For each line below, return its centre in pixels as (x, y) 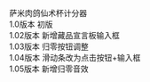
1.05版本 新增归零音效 (49, 69)
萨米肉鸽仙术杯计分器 (48, 13)
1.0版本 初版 (31, 24)
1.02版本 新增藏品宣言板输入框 (64, 35)
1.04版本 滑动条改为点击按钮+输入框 (75, 57)
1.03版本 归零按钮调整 (49, 46)
